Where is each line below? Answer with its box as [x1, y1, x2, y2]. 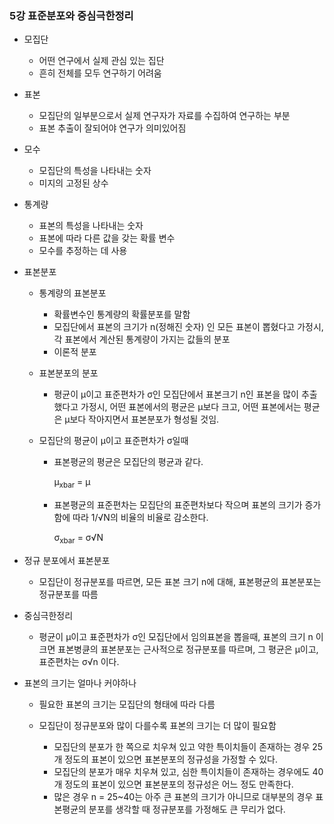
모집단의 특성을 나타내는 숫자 [38, 165, 152, 177]
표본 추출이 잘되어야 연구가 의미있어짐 [38, 122, 187, 134]
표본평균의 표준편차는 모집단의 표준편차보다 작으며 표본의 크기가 [53, 499, 303, 511]
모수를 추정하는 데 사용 [38, 245, 128, 257]
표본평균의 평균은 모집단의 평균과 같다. [53, 456, 204, 468]
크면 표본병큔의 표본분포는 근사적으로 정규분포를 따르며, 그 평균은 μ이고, [38, 643, 319, 655]
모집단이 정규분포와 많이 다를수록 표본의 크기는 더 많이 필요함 [38, 719, 277, 731]
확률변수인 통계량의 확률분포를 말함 [53, 308, 191, 321]
